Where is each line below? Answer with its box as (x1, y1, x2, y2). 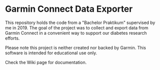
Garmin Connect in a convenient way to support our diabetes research (5, 30, 147, 36)
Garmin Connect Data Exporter (5, 3, 133, 15)
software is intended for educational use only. (5, 50, 97, 56)
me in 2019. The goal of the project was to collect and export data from (5, 24, 148, 30)
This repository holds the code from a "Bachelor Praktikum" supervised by (5, 20, 156, 25)
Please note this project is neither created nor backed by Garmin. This (5, 45, 146, 50)
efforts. (5, 35, 20, 41)
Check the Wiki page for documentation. (5, 59, 87, 65)
